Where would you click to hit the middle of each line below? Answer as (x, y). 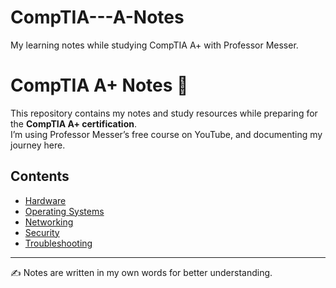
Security (42, 232)
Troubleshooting (58, 243)
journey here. (38, 145)
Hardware (45, 200)
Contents (40, 176)
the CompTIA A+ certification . (73, 123)
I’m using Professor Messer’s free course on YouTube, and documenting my (166, 134)
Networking (49, 222)
